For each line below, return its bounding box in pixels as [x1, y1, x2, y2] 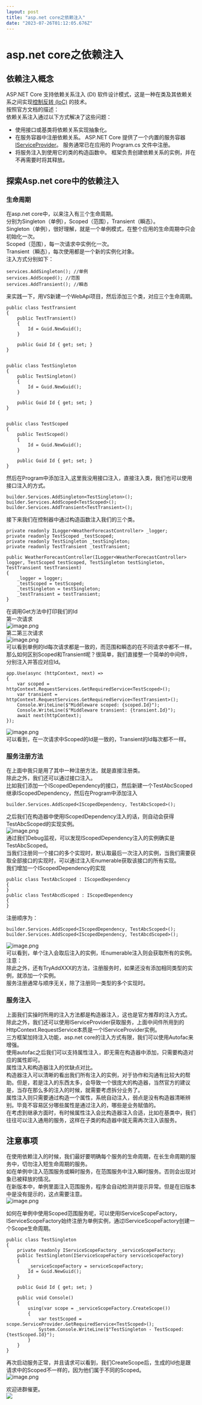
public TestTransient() [17, 315, 77, 321]
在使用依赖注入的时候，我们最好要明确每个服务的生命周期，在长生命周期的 [6, 1153, 191, 1160]
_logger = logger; [17, 575, 63, 582]
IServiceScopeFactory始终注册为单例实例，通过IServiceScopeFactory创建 [6, 1217, 190, 1225]
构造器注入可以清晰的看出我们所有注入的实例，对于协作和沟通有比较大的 [6, 1071, 185, 1078]
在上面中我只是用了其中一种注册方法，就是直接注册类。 [6, 767, 143, 774]
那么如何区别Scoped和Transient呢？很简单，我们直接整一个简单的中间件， [6, 651, 191, 658]
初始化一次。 [6, 233, 38, 240]
